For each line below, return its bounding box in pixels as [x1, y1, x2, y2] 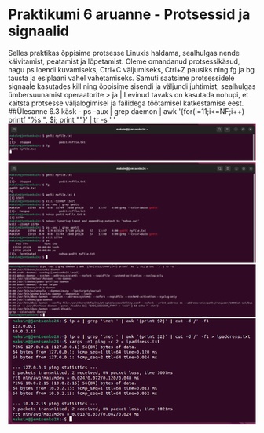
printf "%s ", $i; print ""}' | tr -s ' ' [8, 115, 116, 124]
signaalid [8, 22, 69, 40]
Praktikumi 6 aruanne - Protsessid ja [8, 6, 251, 24]
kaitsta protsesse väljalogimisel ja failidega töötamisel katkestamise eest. [8, 98, 244, 108]
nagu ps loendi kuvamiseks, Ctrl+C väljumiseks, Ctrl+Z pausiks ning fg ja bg [8, 64, 255, 74]
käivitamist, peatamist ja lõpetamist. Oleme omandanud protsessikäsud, [8, 57, 240, 66]
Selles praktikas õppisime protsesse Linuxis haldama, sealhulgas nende [8, 48, 240, 57]
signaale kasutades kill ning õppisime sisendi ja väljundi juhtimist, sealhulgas [8, 81, 256, 91]
